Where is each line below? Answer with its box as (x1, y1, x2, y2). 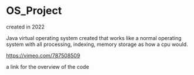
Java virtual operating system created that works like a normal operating (6, 34, 182, 41)
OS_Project (6, 4, 62, 17)
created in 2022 (6, 23, 45, 30)
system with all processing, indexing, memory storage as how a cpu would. (6, 41, 188, 48)
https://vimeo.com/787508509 (6, 52, 81, 59)
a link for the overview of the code (6, 63, 89, 70)
